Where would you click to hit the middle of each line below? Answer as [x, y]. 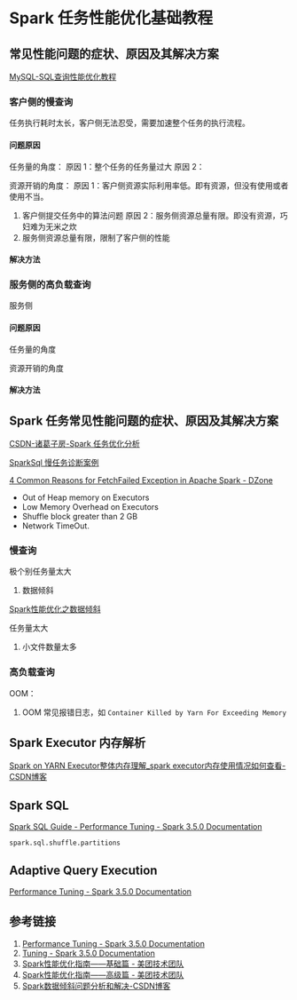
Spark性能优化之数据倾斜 [55, 609]
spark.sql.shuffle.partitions [65, 843]
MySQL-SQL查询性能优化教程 [63, 77]
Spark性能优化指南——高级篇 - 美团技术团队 [103, 974]
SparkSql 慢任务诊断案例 [54, 462]
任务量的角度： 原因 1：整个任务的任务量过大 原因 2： [107, 166]
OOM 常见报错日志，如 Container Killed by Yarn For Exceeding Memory [154, 712]
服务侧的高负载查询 [50, 285]
